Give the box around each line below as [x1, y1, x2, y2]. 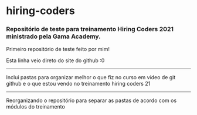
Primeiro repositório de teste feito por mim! [6, 46, 110, 53]
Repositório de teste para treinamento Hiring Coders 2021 [6, 25, 174, 33]
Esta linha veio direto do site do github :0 [6, 57, 105, 64]
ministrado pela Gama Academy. [6, 32, 101, 40]
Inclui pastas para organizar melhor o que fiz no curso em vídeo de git [6, 74, 176, 81]
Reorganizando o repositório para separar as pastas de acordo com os [6, 97, 177, 104]
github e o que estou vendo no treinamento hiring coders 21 [6, 80, 151, 87]
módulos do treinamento [6, 103, 66, 110]
